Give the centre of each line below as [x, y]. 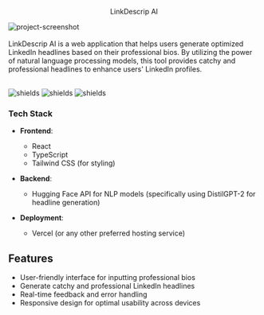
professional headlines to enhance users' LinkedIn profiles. [105, 69]
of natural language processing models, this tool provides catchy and [122, 60]
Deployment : [41, 218]
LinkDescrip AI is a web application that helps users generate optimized [126, 44]
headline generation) [66, 203]
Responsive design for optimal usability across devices [110, 303]
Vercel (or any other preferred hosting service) [108, 233]
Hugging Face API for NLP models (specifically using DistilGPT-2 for [144, 194]
